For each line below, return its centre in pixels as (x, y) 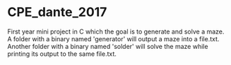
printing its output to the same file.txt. (62, 54)
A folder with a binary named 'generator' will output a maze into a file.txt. (113, 38)
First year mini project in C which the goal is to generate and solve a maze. (116, 31)
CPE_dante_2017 (57, 12)
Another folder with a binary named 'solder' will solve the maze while (108, 46)
